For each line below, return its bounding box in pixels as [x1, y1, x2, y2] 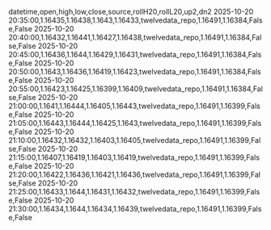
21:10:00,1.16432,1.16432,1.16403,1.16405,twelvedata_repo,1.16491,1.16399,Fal [8, 136, 261, 144]
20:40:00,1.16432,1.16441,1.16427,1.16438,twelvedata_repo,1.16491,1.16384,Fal [8, 32, 262, 42]
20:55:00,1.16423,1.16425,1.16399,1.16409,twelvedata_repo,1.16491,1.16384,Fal [8, 84, 263, 94]
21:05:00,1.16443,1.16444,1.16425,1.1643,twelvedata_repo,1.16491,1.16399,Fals [8, 119, 262, 128]
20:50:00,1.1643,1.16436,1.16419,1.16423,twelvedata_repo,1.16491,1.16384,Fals [8, 67, 261, 76]
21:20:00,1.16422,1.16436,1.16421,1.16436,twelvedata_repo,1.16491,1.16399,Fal [8, 169, 261, 179]
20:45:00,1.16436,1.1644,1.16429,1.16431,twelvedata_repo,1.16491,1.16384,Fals [8, 50, 262, 59]
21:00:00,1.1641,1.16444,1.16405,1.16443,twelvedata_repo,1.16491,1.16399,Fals [8, 101, 260, 111]
